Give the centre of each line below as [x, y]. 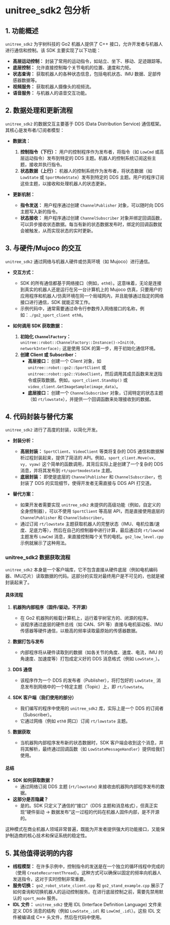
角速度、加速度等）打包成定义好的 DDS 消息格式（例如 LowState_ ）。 [91, 658]
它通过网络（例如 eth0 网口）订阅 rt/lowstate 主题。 [75, 721]
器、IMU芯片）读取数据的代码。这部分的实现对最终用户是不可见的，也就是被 [85, 576]
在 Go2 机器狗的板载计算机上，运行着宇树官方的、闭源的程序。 [86, 618]
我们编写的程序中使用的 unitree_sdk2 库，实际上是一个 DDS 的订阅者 [92, 708]
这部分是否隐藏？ [30, 799]
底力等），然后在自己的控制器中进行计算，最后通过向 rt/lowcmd [99, 530]
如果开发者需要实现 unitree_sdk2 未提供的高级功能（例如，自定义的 [90, 505]
